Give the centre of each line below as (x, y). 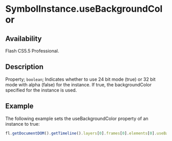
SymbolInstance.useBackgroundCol (84, 9)
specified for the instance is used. (41, 90)
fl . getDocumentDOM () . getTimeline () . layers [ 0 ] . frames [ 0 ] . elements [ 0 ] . (81, 133)
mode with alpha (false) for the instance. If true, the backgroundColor (79, 84)
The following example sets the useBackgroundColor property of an (77, 119)
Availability (24, 39)
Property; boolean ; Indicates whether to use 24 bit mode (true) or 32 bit (81, 79)
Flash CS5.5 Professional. (32, 51)
